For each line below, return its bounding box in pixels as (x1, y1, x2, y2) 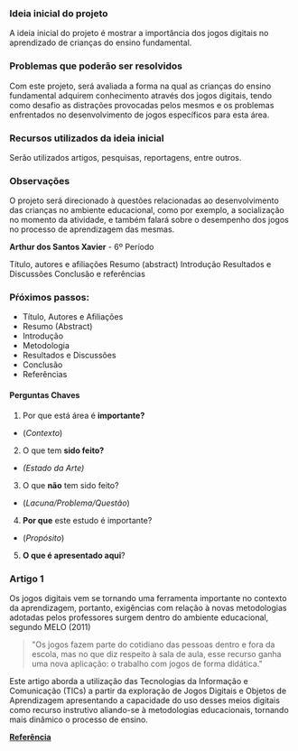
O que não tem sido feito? (22, 479, 119, 490)
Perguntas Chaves (9, 390, 80, 401)
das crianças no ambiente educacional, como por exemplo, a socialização (9, 205, 284, 216)
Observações (9, 174, 70, 187)
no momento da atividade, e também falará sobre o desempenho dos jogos (9, 215, 289, 226)
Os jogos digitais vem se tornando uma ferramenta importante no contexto (9, 592, 287, 603)
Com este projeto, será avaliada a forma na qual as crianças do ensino (9, 80, 272, 91)
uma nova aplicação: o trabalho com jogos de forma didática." (31, 658, 264, 669)
